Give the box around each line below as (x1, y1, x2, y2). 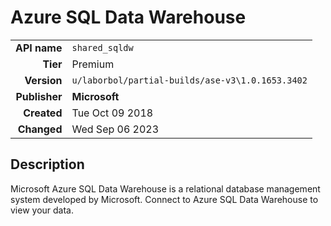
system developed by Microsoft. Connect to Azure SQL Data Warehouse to (10, 193, 319, 205)
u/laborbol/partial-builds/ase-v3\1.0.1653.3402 (71, 74, 308, 86)
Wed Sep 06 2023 (71, 122, 160, 136)
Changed (17, 122, 63, 136)
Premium (71, 57, 115, 71)
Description (10, 156, 85, 173)
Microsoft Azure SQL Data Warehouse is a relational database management (10, 182, 321, 195)
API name (15, 41, 63, 55)
